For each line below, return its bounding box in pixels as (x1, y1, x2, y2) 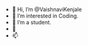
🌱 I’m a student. (12, 19, 52, 26)
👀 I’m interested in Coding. (12, 12, 79, 19)
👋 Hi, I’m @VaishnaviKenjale (12, 6, 82, 13)
